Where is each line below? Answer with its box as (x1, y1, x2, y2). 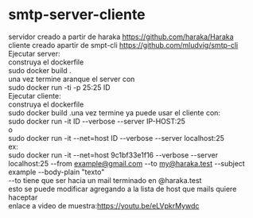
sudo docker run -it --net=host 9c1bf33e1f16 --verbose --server (8, 150, 219, 160)
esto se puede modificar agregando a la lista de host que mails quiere (8, 184, 237, 193)
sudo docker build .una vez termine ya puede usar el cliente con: (8, 107, 221, 117)
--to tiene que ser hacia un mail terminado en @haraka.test (8, 175, 202, 185)
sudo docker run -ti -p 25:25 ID (8, 82, 111, 92)
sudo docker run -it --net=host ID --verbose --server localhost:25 (8, 133, 225, 142)
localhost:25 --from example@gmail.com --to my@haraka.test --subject (8, 158, 245, 168)
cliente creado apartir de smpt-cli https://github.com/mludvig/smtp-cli (8, 40, 239, 49)
